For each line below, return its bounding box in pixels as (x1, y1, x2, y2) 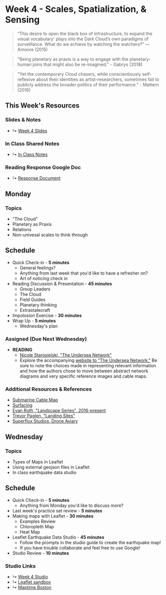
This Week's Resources (5, 101, 80, 110)
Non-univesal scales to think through (12, 232, 88, 238)
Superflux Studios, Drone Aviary (12, 418, 78, 424)
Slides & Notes (5, 116, 41, 123)
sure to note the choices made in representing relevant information (19, 363, 156, 369)
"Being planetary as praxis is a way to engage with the (17, 56, 129, 62)
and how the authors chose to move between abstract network (19, 368, 149, 374)
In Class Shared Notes (5, 140, 59, 147)
